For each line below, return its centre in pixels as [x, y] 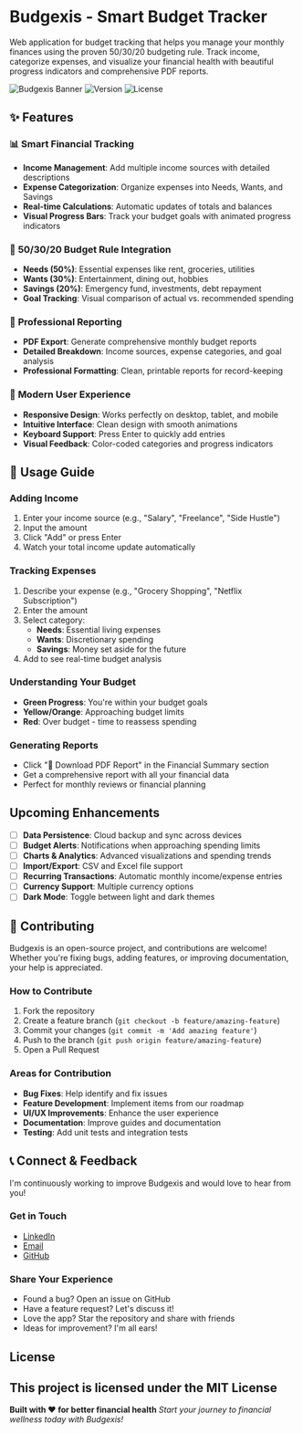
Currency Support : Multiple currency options [108, 886]
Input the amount [55, 528]
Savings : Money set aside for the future [111, 649]
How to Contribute [51, 991]
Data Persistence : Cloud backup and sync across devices [132, 835]
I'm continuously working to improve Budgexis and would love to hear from [151, 1183]
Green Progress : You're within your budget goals [115, 702]
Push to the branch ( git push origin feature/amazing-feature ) [142, 1040]
